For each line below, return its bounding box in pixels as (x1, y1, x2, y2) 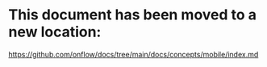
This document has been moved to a (8, 6, 257, 24)
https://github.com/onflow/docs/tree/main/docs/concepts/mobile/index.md (8, 49, 259, 59)
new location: (8, 23, 102, 41)
